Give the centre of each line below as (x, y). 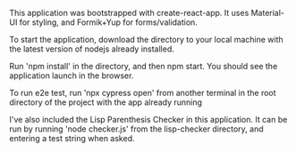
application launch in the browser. (72, 76)
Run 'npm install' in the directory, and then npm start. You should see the (144, 66)
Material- (267, 13)
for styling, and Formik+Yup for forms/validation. (109, 22)
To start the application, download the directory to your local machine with (146, 40)
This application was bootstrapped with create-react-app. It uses (129, 13)
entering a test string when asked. (72, 138)
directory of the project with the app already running (106, 102)
